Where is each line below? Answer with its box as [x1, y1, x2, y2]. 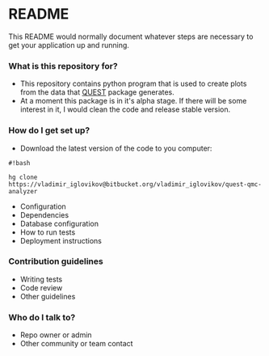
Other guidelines [19, 291, 76, 301]
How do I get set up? [8, 125, 90, 136]
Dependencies [19, 210, 69, 219]
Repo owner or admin [19, 330, 92, 340]
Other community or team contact [19, 339, 133, 349]
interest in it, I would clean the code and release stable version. [19, 104, 231, 114]
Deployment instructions [19, 235, 103, 245]
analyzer [8, 187, 38, 195]
